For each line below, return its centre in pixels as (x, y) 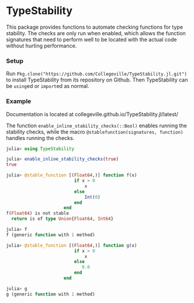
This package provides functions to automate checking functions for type (94, 27)
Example (19, 101)
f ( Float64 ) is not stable (37, 213)
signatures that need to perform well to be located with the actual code (91, 39)
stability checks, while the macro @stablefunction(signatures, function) (95, 132)
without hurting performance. (41, 46)
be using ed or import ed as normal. (48, 86)
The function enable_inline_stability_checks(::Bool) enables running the (96, 125)
